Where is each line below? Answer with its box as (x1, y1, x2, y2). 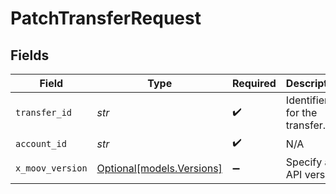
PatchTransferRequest (10, 7, 202, 30)
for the (285, 106, 318, 119)
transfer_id (15, 107, 73, 118)
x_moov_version (15, 163, 88, 174)
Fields (10, 47, 50, 64)
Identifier (285, 93, 328, 107)
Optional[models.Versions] (96, 162, 223, 175)
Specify (285, 155, 323, 169)
